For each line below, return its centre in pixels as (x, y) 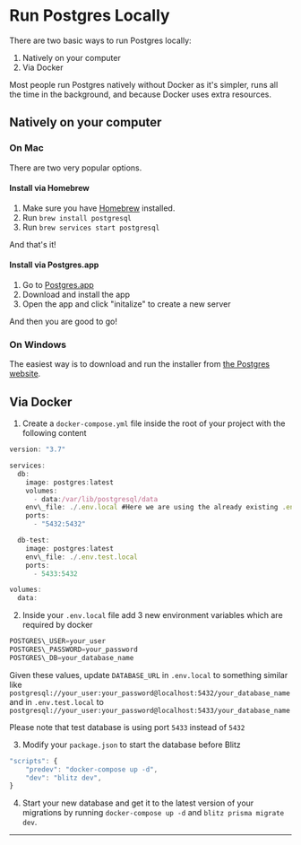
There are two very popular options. (76, 168)
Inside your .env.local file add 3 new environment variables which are (153, 615)
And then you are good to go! (64, 322)
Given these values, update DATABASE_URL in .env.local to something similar (149, 675)
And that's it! (33, 244)
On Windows (38, 344)
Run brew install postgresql (77, 217)
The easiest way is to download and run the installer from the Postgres (140, 364)
